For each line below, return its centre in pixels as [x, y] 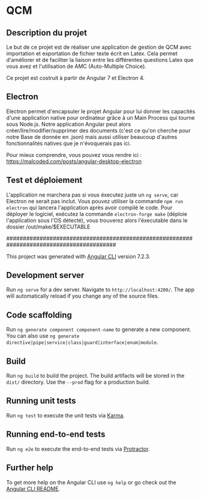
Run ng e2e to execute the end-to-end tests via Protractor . [78, 449]
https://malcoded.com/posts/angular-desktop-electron [74, 161]
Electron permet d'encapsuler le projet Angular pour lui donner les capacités [101, 111]
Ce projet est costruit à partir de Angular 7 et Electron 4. [76, 78]
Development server [45, 275]
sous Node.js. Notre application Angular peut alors [68, 124]
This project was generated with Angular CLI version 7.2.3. [79, 256]
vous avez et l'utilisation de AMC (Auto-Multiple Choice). [76, 66]
